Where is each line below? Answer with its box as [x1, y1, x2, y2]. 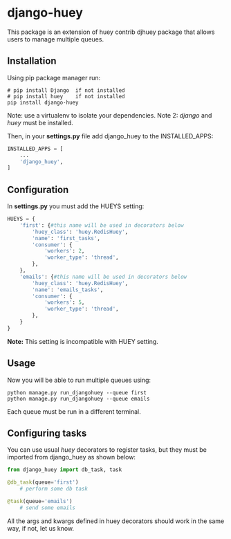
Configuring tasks [7, 428, 87, 439]
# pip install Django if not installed [7, 86, 126, 94]
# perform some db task [19, 486, 89, 493]
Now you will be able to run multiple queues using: [7, 376, 151, 384]
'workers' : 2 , [44, 248, 85, 255]
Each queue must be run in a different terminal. [7, 407, 141, 416]
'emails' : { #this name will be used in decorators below [19, 273, 187, 280]
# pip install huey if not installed [7, 93, 126, 100]
